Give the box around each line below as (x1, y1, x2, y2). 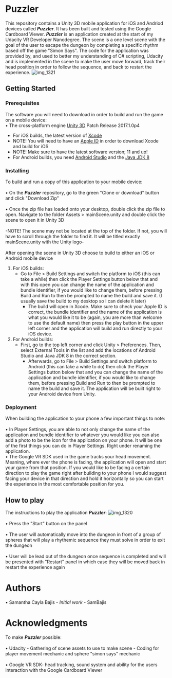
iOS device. (28, 330, 53, 337)
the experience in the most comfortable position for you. (5, 481, 125, 487)
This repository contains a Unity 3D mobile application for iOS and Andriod (5, 20, 163, 26)
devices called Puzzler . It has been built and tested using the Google (5, 25, 151, 31)
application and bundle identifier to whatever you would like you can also (5, 432, 160, 438)
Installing (5, 167, 29, 174)
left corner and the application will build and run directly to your (28, 325, 163, 331)
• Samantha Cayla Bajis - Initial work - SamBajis (5, 599, 107, 605)
